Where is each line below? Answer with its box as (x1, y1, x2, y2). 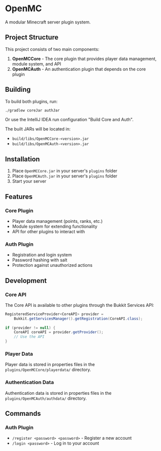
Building (5, 86, 31, 94)
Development (5, 277, 47, 285)
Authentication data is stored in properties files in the (5, 390, 112, 396)
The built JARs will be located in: (5, 126, 71, 132)
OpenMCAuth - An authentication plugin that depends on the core (12, 66, 146, 72)
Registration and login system (12, 252, 72, 258)
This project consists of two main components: (5, 46, 100, 52)
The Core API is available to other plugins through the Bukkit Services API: (5, 302, 155, 308)
